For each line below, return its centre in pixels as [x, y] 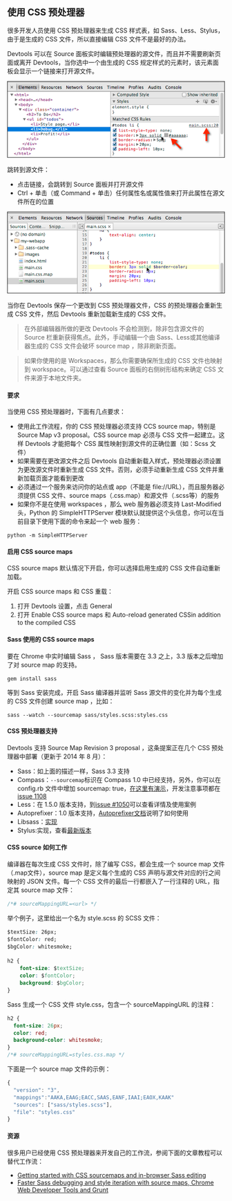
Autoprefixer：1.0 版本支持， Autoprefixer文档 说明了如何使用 [103, 813]
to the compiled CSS [46, 623]
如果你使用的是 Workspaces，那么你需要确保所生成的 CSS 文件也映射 [123, 361]
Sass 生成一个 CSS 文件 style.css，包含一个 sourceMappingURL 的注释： [112, 1004]
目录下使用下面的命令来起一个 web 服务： [83, 521]
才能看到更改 [66, 478]
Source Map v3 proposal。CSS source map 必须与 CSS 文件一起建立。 [118, 435]
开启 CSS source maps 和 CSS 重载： [60, 592]
